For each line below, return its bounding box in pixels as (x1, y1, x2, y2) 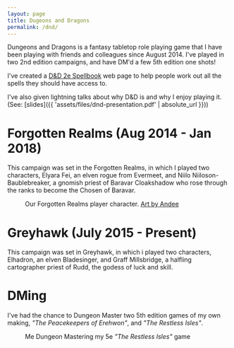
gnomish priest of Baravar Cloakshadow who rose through (57, 178, 228, 187)
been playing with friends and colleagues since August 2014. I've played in (7, 50, 224, 59)
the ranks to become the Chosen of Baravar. (7, 186, 136, 195)
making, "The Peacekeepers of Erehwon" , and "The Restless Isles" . (7, 319, 203, 327)
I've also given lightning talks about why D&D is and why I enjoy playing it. (7, 93, 222, 101)
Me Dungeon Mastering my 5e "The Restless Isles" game (25, 332, 191, 341)
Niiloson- (192, 171, 219, 180)
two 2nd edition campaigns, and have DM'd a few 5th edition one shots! (7, 58, 216, 66)
